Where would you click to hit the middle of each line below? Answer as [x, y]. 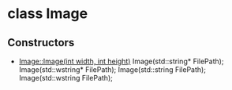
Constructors [41, 43]
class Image [48, 14]
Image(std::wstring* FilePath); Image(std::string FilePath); [112, 70]
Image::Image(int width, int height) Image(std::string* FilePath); [121, 61]
